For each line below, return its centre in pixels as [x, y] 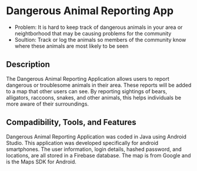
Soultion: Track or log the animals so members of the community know [100, 40]
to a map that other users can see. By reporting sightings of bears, [87, 91]
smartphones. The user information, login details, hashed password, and [94, 149]
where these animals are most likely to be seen [71, 46]
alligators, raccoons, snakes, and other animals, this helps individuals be [94, 97]
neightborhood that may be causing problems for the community [93, 33]
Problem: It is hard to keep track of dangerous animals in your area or [98, 27]
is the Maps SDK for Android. [41, 162]
